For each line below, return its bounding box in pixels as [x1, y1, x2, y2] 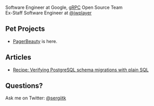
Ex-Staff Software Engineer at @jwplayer [5, 10, 92, 16]
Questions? [5, 81, 43, 90]
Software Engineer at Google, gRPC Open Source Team [5, 5, 123, 10]
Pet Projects [5, 25, 45, 33]
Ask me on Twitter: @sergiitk [5, 95, 66, 101]
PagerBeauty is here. [12, 38, 57, 44]
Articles [5, 53, 32, 62]
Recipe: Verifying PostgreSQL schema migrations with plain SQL [12, 67, 149, 73]
